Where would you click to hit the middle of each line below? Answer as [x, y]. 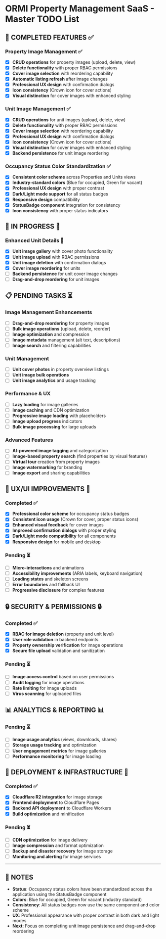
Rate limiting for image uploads [44, 688]
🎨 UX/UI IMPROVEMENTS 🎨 [48, 489]
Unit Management [27, 358]
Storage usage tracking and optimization [54, 745]
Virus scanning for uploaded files [47, 694]
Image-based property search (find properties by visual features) [80, 456]
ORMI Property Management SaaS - [80, 9]
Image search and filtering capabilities [52, 345]
